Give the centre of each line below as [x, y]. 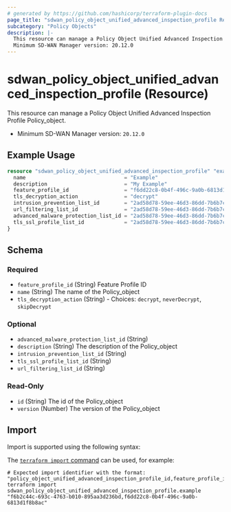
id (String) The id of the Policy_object [70, 401]
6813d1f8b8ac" [27, 502]
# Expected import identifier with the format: [77, 472]
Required [23, 269]
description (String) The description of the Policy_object [97, 346]
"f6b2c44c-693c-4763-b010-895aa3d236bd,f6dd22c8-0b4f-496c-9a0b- [102, 497]
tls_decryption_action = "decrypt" [86, 197]
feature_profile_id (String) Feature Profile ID [82, 285]
